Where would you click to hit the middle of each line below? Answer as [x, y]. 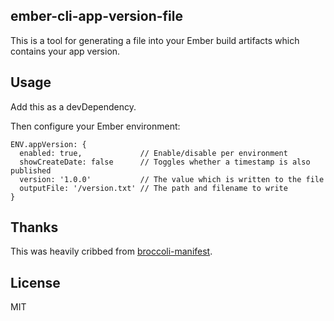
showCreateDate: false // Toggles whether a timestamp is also [165, 162]
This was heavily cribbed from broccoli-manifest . [111, 251]
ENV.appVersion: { [48, 144]
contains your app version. [65, 51]
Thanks [34, 227]
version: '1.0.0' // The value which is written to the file [172, 179]
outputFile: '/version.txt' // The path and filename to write [153, 188]
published [31, 170]
